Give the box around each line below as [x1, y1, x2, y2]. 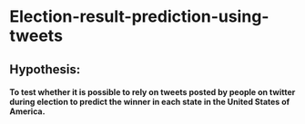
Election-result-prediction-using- [9, 6, 269, 27]
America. [9, 106, 46, 117]
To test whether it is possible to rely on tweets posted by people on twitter [9, 87, 296, 98]
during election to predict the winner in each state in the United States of [9, 97, 290, 108]
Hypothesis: [9, 62, 81, 77]
